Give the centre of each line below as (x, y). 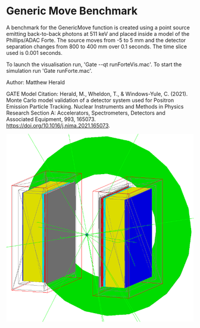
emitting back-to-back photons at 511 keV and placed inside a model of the (98, 33)
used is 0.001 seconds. (34, 52)
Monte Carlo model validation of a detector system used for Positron (90, 100)
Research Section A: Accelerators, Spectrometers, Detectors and (86, 113)
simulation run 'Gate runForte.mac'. (49, 70)
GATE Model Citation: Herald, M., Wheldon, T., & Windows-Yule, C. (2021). (97, 94)
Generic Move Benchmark (72, 11)
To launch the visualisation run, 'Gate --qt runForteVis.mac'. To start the (94, 64)
